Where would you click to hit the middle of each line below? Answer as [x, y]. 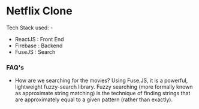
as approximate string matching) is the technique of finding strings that [102, 93]
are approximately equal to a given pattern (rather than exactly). [94, 99]
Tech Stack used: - [30, 28]
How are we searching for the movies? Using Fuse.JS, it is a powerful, [101, 81]
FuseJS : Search [35, 52]
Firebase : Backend [39, 46]
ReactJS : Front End [39, 39]
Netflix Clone [40, 11]
